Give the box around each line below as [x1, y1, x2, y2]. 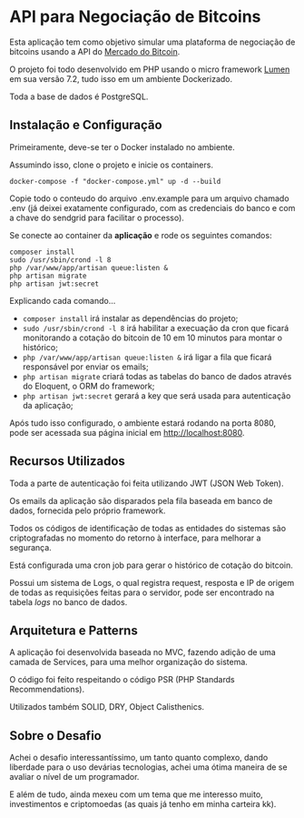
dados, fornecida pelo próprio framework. [9, 505, 166, 516]
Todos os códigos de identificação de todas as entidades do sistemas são [9, 522, 287, 533]
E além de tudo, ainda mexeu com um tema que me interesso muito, [9, 789, 263, 800]
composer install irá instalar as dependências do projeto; [22, 312, 239, 324]
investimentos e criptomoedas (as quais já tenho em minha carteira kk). [9, 799, 277, 810]
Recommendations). [9, 684, 84, 695]
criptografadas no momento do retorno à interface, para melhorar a [9, 532, 261, 543]
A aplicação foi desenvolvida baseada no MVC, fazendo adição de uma [9, 647, 277, 658]
